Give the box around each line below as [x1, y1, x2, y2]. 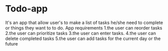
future [5, 40, 18, 46]
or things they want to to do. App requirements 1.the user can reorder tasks [5, 24, 162, 30]
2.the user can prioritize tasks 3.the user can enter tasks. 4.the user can [5, 30, 156, 36]
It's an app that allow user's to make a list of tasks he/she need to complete [5, 19, 163, 25]
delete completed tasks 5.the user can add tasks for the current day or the [5, 35, 161, 41]
